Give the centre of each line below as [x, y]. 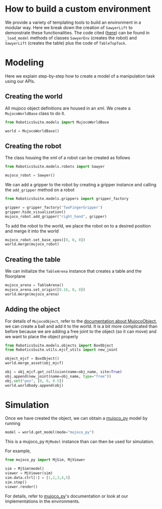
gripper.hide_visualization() [36, 212]
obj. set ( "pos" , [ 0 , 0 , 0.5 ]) [34, 381]
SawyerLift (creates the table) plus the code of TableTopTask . [66, 43]
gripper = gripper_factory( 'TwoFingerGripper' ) [54, 207]
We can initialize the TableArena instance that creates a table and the [73, 271]
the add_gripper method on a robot [40, 190]
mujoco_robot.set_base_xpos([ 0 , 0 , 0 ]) [45, 240]
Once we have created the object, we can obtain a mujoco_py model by [76, 418]
